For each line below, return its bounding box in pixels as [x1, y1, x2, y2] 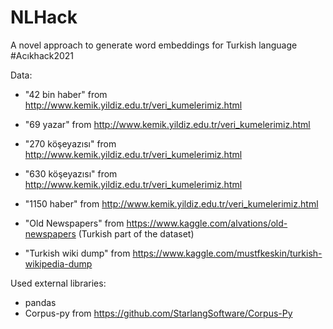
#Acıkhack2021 [10, 49, 75, 61]
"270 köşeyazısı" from [24, 137, 117, 150]
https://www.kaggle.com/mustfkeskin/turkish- [132, 247, 323, 259]
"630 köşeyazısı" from [24, 167, 118, 180]
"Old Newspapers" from [24, 217, 125, 229]
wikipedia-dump [24, 257, 93, 270]
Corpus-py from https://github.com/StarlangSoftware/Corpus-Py [24, 307, 293, 319]
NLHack [10, 6, 78, 29]
